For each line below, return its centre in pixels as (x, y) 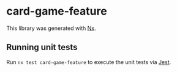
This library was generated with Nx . (51, 28)
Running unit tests (42, 47)
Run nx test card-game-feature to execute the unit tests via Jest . (89, 62)
